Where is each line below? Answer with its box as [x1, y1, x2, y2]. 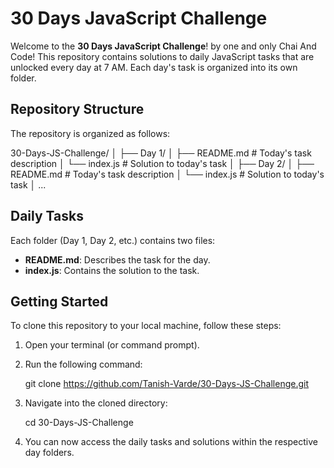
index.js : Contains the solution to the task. [24, 264, 200, 276]
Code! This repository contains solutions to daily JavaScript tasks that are [10, 50, 315, 62]
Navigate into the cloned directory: [24, 397, 168, 409]
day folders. [24, 447, 75, 459]
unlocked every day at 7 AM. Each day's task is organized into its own [10, 61, 298, 73]
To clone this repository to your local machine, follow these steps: [10, 320, 282, 332]
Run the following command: [24, 358, 143, 371]
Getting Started [10, 293, 109, 310]
